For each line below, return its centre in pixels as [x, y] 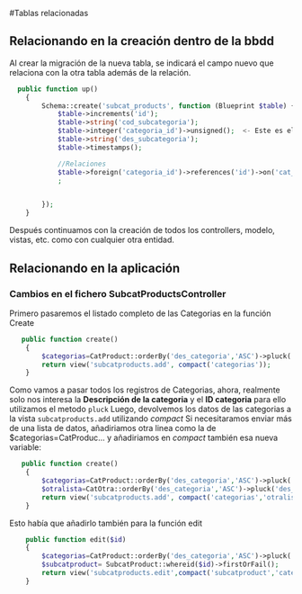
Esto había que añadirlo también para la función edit [106, 523]
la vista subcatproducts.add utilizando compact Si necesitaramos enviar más [151, 418]
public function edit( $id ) [76, 539]
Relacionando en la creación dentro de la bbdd [142, 41]
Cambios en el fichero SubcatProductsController [118, 293]
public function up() [58, 89]
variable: [26, 447]
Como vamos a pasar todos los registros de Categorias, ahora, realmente [145, 390]
